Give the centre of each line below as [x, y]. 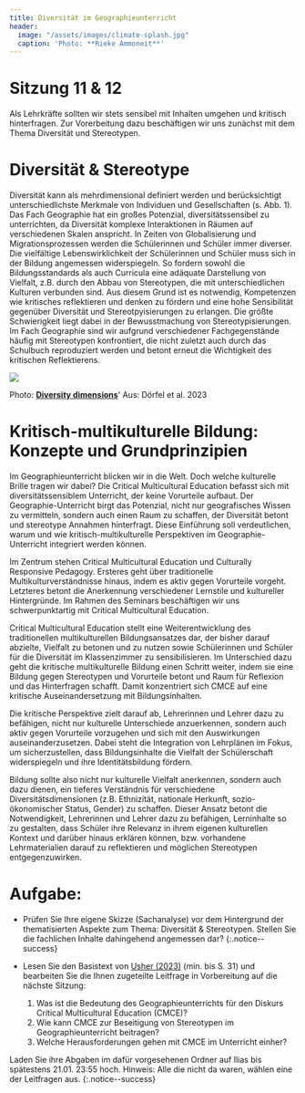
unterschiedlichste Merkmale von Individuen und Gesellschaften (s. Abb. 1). [151, 205]
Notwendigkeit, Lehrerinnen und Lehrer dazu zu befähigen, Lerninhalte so [148, 818]
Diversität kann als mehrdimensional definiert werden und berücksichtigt [146, 195]
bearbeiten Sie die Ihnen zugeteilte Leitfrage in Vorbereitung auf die [150, 976]
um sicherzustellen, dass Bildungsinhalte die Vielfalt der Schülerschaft [142, 753]
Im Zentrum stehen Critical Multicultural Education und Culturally [131, 562]
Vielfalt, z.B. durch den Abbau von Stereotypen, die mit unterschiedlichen [147, 283]
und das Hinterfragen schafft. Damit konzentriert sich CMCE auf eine [139, 686]
